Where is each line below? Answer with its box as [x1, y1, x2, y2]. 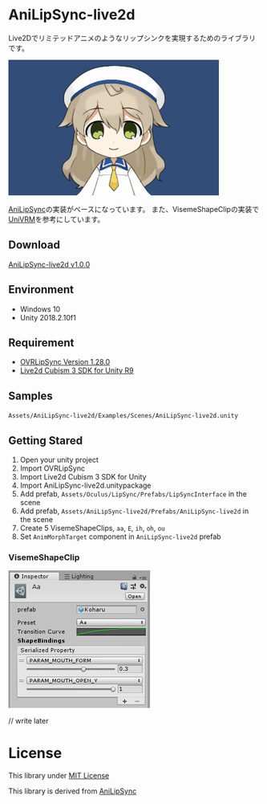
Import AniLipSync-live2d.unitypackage [19, 480, 152, 490]
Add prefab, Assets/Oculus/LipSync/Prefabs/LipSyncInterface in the [19, 489, 247, 499]
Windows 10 [19, 304, 61, 314]
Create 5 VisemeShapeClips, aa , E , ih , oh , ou [19, 524, 166, 533]
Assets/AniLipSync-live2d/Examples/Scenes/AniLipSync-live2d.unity [8, 412, 239, 420]
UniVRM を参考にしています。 [8, 214, 105, 224]
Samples [8, 389, 54, 402]
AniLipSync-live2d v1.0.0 [8, 259, 91, 269]
